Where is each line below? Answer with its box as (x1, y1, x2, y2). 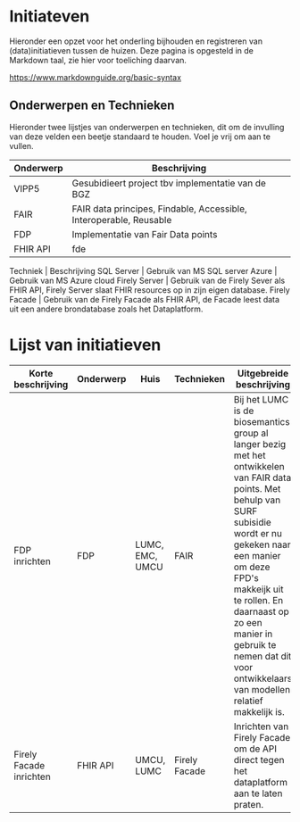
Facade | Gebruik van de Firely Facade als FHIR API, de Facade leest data (9, 294, 279, 304)
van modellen (233, 683, 291, 695)
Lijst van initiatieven (9, 335, 162, 354)
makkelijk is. (233, 705, 286, 718)
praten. (233, 798, 264, 810)
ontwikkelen (233, 460, 285, 472)
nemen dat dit (233, 650, 292, 662)
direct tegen (233, 753, 285, 766)
